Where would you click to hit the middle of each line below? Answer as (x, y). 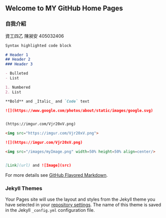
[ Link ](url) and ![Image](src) (38, 165)
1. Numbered (18, 87)
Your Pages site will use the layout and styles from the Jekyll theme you (80, 199)
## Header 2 (18, 60)
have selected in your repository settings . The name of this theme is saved (83, 205)
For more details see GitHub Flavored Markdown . (57, 175)
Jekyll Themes (24, 188)
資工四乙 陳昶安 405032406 (35, 36)
